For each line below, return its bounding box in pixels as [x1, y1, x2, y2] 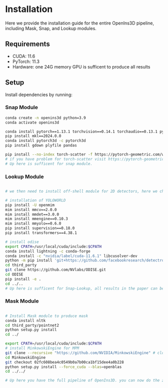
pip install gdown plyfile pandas [5, 143, 77, 148]
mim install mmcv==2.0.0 [5, 207, 57, 212]
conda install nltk [5, 318, 46, 323]
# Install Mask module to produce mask [5, 313, 88, 318]
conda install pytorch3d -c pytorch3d [5, 138, 86, 143]
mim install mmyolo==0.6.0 [5, 221, 61, 226]
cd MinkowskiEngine [5, 355, 46, 360]
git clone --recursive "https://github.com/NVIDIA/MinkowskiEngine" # [5, 350, 155, 355]
